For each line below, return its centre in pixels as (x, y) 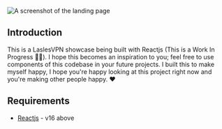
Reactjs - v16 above (46, 118)
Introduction (35, 32)
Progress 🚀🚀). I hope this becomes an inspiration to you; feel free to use (111, 56)
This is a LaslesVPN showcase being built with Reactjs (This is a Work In (111, 50)
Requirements (38, 101)
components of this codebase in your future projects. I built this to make (111, 64)
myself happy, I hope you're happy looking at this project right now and (110, 71)
